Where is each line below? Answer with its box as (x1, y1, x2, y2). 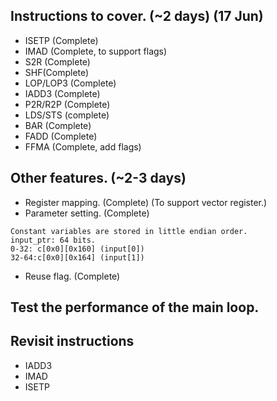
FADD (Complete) (24, 130, 98, 142)
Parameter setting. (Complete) (24, 207, 150, 219)
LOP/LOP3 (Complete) (24, 77, 117, 89)
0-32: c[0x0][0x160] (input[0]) (10, 244, 145, 254)
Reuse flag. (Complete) (24, 270, 121, 282)
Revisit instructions (10, 333, 135, 350)
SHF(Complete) (24, 66, 90, 78)
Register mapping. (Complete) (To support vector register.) (24, 196, 268, 208)
